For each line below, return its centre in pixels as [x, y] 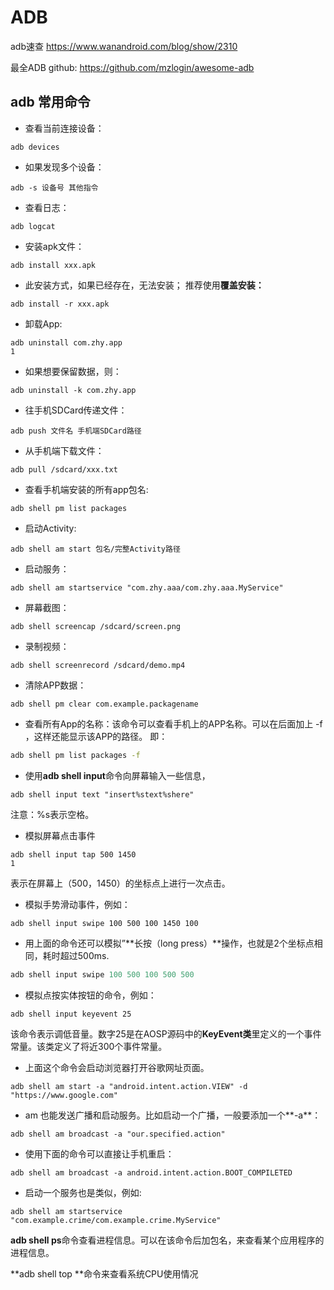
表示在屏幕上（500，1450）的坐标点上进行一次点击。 [120, 883]
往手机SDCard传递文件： [76, 410]
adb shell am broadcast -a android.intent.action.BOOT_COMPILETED [151, 1172]
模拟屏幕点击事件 [60, 835]
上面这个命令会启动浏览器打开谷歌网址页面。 [117, 1067]
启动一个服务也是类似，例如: [83, 1192]
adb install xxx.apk [53, 265]
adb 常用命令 [50, 102]
